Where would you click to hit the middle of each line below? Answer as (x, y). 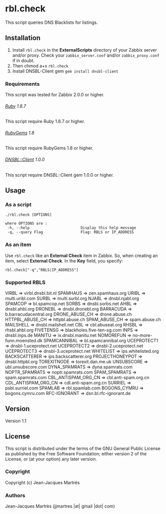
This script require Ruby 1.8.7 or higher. (45, 122)
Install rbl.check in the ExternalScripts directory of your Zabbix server (84, 50)
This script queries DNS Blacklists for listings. (52, 22)
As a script (18, 204)
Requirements (23, 84)
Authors (15, 495)
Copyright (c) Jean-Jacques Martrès (43, 482)
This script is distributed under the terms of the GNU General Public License (83, 448)
